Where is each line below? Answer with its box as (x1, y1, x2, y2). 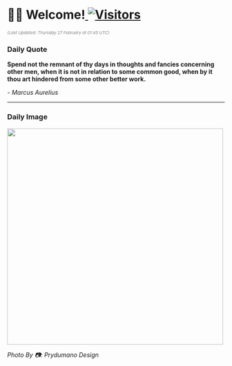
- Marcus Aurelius (7, 89, 59, 97)
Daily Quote (7, 44, 48, 54)
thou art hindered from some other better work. (7, 75, 146, 83)
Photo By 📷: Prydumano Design (7, 350, 99, 359)
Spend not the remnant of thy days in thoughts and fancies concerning (7, 60, 215, 68)
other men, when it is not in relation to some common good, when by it (7, 68, 213, 76)
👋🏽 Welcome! (7, 7, 86, 23)
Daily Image (7, 112, 48, 122)
